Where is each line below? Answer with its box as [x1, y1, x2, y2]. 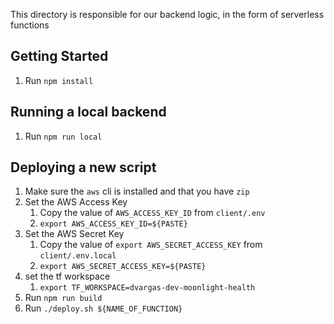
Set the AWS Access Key [24, 196, 128, 208]
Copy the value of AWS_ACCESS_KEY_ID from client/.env [39, 207, 266, 219]
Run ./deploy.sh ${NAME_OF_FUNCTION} [24, 302, 183, 314]
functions [10, 19, 50, 31]
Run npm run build [24, 292, 103, 304]
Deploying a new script [10, 159, 157, 176]
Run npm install [24, 74, 94, 86]
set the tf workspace [24, 270, 111, 283]
